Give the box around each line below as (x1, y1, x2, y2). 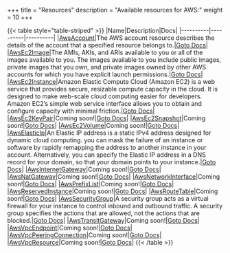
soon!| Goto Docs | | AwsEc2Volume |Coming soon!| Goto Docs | (7, 122, 180, 129)
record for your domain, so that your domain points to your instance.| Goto (7, 158, 216, 166)
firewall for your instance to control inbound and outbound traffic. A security (7, 202, 223, 210)
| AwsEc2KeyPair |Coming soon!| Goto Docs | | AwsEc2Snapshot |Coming (7, 114, 206, 122)
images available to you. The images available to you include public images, (7, 56, 222, 64)
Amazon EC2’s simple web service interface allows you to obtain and (7, 100, 203, 107)
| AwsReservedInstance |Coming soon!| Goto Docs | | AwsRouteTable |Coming (7, 187, 218, 195)
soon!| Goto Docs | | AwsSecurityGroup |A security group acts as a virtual (7, 195, 209, 202)
